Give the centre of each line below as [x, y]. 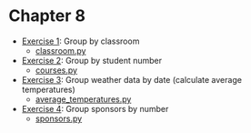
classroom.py [60, 50]
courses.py [56, 70]
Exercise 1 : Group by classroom [80, 41]
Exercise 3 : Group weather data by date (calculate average [132, 79]
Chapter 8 [47, 16]
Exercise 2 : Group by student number [92, 60]
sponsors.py [59, 118]
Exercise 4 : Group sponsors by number [95, 108]
